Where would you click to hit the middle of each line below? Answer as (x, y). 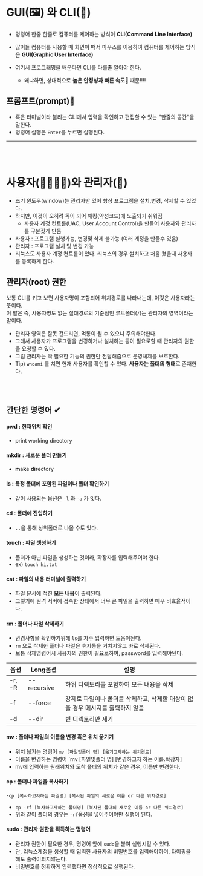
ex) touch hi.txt (36, 564)
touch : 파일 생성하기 (31, 543)
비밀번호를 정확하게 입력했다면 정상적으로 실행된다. (75, 866)
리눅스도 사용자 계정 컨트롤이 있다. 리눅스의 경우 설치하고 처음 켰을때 (95, 253)
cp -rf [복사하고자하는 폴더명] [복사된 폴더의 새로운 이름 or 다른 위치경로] (99, 808)
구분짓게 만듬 (46, 231)
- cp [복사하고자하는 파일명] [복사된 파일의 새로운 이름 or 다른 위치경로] (86, 795)
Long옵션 (43, 670)
